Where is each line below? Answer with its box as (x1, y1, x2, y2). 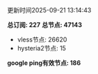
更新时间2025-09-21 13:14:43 (7, 6, 92, 14)
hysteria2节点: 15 (17, 44, 66, 52)
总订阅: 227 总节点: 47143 (7, 21, 82, 29)
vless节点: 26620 (17, 35, 67, 44)
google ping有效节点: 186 (7, 59, 81, 67)
